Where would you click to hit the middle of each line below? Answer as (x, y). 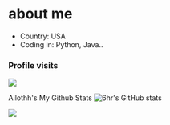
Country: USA (42, 36)
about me (40, 14)
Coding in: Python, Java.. (61, 44)
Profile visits (33, 65)
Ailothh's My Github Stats (50, 98)
